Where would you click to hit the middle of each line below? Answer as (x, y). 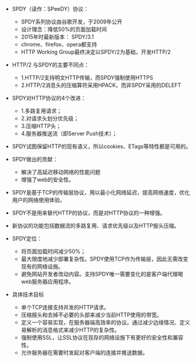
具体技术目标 (28, 294)
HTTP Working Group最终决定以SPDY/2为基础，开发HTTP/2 (96, 52)
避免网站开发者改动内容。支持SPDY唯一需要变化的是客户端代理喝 (102, 274)
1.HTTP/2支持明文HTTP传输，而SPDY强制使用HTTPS (87, 78)
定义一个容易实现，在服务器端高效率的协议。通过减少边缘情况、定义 (106, 322)
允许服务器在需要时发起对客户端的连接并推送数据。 (84, 353)
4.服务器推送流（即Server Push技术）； (69, 134)
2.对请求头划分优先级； (50, 118)
